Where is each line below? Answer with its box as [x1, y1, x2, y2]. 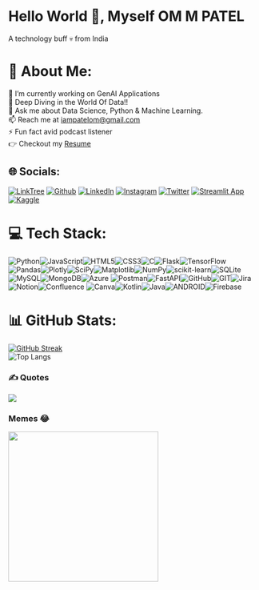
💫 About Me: [8, 62, 93, 81]
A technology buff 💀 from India [8, 34, 109, 43]
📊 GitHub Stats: [8, 311, 118, 329]
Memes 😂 [8, 412, 50, 423]
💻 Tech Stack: [8, 224, 107, 243]
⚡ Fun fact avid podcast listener [8, 126, 114, 136]
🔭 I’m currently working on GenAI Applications [8, 88, 160, 98]
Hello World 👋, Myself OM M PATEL [8, 7, 245, 26]
